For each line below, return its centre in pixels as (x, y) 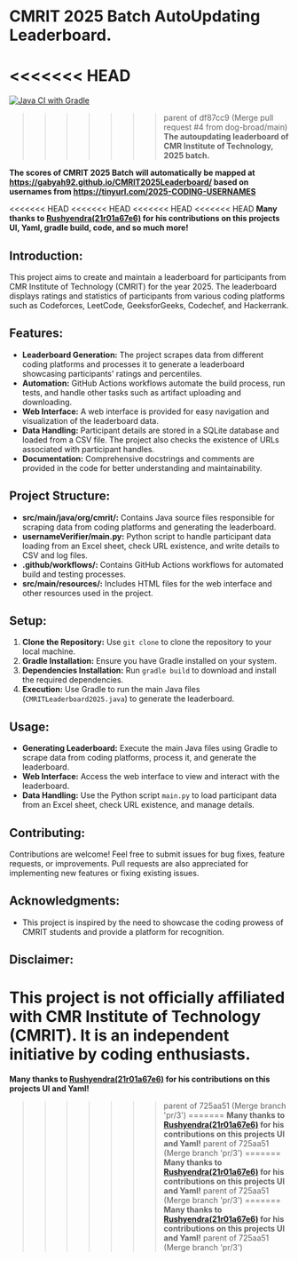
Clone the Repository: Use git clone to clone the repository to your (147, 642)
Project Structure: (60, 496)
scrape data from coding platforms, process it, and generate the (139, 758)
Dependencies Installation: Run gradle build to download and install (149, 670)
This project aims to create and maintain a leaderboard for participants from (148, 276)
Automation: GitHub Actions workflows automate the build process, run (153, 383)
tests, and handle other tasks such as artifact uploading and (132, 392)
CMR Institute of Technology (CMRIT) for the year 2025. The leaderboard (143, 286)
